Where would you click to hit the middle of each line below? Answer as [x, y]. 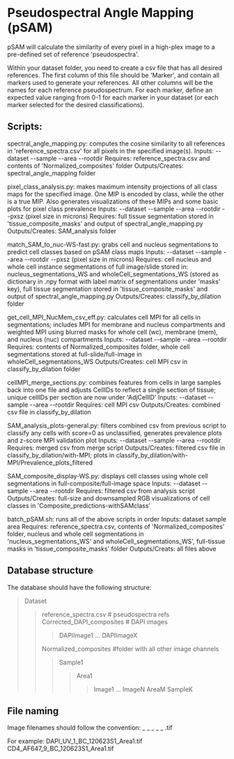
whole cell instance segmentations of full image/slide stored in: [98, 267]
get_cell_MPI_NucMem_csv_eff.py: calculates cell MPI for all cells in [104, 317]
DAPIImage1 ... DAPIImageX [98, 635]
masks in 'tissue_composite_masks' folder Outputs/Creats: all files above [112, 549]
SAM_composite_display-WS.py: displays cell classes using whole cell [108, 476]
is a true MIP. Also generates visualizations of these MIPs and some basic [113, 201]
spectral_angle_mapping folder [52, 173]
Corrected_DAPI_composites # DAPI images [105, 622]
